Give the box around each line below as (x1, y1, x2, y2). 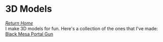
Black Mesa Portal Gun (5, 31, 54, 37)
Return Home (5, 20, 33, 26)
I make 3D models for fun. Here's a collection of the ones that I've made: (5, 25, 158, 31)
